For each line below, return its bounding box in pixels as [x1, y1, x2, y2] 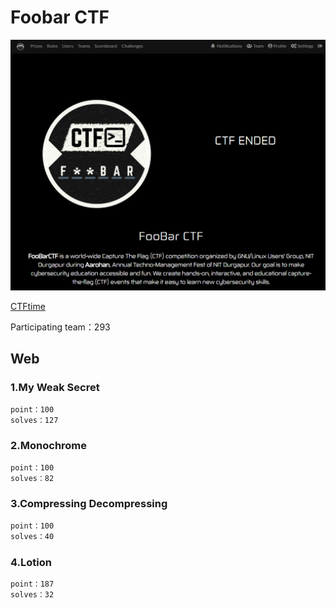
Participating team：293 [10, 321, 111, 333]
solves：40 [10, 531, 55, 541]
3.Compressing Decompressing [10, 497, 168, 511]
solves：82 [10, 473, 55, 483]
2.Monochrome [10, 439, 88, 453]
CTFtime [10, 301, 46, 313]
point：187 [10, 579, 55, 589]
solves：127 [10, 415, 59, 425]
